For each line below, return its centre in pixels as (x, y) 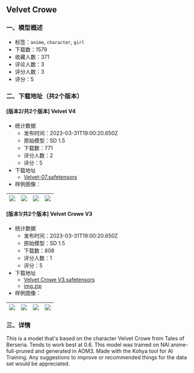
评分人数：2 (38, 155)
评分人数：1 (38, 258)
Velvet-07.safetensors (50, 177)
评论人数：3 (29, 64)
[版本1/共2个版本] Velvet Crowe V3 (49, 214)
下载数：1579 (31, 49)
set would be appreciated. (38, 364)
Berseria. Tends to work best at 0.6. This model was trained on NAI (88, 345)
